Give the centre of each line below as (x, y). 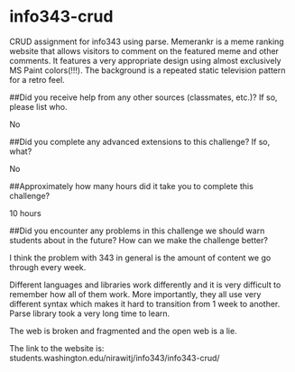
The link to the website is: (57, 348)
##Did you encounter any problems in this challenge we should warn (137, 231)
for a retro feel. (37, 79)
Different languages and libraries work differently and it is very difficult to (145, 285)
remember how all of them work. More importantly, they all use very (135, 294)
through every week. (48, 267)
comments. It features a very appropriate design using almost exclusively (145, 60)
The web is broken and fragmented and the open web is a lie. (123, 331)
